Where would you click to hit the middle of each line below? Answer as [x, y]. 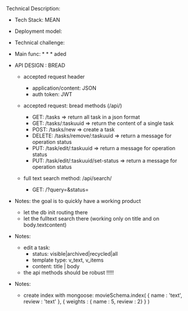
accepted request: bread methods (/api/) [73, 106]
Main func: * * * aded [40, 54]
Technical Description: [33, 9]
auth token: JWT [52, 94]
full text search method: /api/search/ [68, 178]
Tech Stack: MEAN [37, 20]
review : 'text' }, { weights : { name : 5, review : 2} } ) [86, 301]
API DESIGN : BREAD [40, 65]
